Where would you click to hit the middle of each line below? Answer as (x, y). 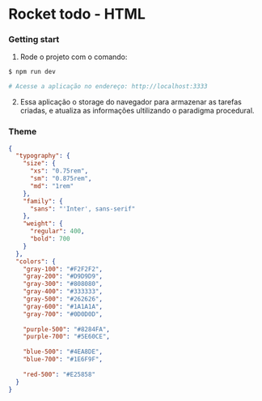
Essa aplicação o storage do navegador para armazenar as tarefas (131, 102)
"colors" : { (36, 261)
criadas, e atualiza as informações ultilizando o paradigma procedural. (137, 111)
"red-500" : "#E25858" (59, 374)
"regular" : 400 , (57, 232)
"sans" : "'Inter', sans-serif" (82, 209)
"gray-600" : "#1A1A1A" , (63, 306)
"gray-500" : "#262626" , (63, 299)
